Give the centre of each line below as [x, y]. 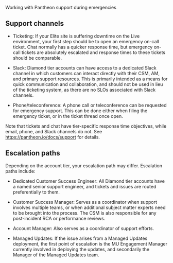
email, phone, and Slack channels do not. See [54, 131]
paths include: [20, 171]
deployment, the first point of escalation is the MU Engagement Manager [90, 243]
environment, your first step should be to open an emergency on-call [86, 41]
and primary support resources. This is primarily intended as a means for [90, 79]
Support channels [35, 23]
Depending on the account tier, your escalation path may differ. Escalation [84, 165]
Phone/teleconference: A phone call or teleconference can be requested [90, 105]
